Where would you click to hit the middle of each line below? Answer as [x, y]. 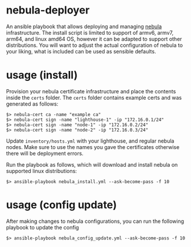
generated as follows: [32, 104]
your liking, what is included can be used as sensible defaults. [81, 51]
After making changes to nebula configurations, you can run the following [95, 221]
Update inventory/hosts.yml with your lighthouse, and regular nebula [90, 141]
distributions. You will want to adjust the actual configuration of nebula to [95, 45]
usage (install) [42, 75]
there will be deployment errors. [45, 153]
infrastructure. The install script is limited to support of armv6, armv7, [90, 32]
